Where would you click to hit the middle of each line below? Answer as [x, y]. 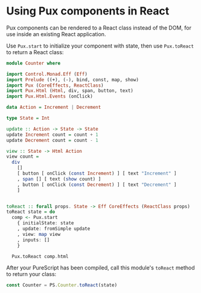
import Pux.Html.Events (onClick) [50, 97]
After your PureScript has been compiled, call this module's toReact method [101, 268]
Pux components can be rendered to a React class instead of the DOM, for [99, 28]
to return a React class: [35, 52]
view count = [23, 157]
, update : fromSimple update [54, 229]
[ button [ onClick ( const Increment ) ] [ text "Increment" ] [97, 174]
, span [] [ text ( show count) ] [59, 179]
